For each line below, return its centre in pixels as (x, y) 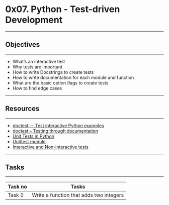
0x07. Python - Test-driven (63, 9)
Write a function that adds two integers (78, 195)
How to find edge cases (37, 88)
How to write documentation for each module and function (73, 77)
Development (34, 20)
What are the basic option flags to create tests (60, 83)
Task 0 (16, 195)
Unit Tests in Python (33, 136)
